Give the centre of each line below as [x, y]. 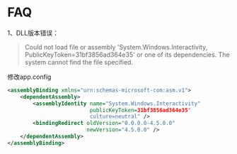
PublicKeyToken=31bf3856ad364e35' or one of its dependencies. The [127, 55]
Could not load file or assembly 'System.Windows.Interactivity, [116, 47]
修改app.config [29, 77]
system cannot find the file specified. [79, 62]
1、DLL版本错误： [33, 33]
